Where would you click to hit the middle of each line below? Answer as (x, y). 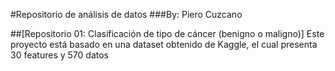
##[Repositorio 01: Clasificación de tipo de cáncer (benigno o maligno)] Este (167, 33)
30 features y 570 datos (59, 55)
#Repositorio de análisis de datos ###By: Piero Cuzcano (126, 14)
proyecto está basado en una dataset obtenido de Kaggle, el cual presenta (164, 44)
